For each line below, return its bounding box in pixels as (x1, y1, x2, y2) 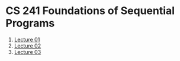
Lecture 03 (14, 48, 41, 55)
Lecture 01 (14, 36, 40, 43)
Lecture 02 (14, 42, 41, 49)
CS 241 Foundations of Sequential (5, 4, 175, 18)
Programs (5, 16, 55, 30)
